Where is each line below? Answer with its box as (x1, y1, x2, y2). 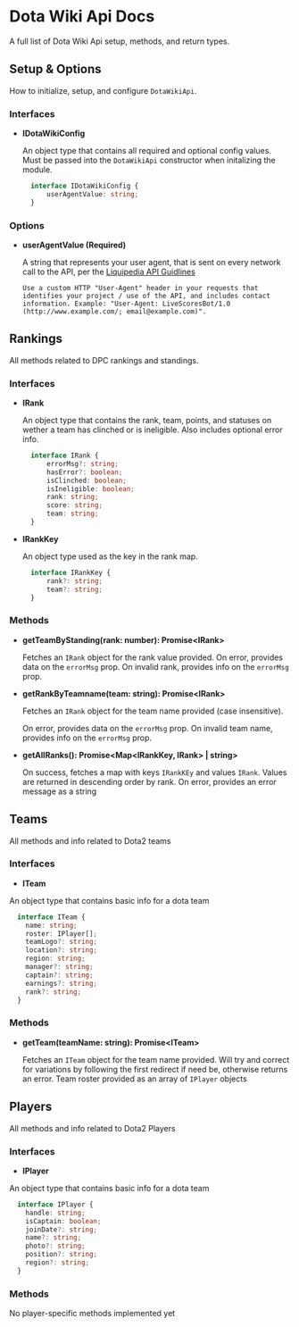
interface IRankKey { (30, 568, 112, 577)
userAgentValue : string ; (46, 189, 139, 198)
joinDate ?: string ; (25, 1225, 98, 1234)
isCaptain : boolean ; (25, 1216, 102, 1225)
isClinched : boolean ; (46, 476, 127, 485)
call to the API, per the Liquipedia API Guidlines (21, 266, 196, 277)
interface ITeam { (17, 913, 87, 922)
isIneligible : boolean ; (46, 484, 136, 493)
